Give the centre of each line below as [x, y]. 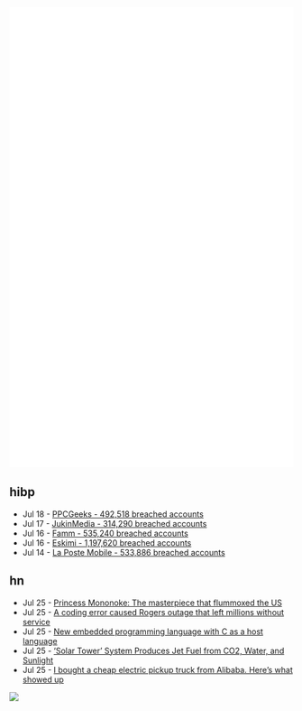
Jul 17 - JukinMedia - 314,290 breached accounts [114, 523]
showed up [43, 679]
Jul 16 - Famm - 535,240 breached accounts [105, 533]
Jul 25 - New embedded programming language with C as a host [143, 631]
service [37, 622]
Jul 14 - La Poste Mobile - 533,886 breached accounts [124, 552]
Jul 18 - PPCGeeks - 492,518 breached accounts [113, 514]
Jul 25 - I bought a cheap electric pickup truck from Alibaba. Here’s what [157, 669]
